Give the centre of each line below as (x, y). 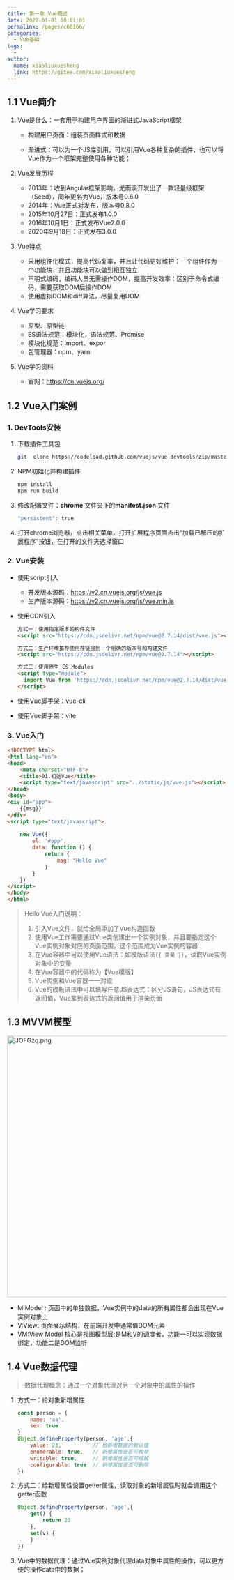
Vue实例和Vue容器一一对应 (73, 981)
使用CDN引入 (36, 616)
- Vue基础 (26, 40)
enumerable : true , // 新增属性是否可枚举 (89, 1452)
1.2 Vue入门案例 (42, 405)
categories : (24, 33)
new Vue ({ (34, 835)
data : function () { (62, 848)
